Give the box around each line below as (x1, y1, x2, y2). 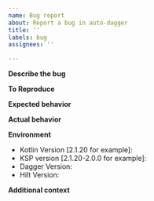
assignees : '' (8, 41, 55, 49)
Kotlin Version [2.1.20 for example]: (19, 145, 133, 155)
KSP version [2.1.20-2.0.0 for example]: (19, 154, 147, 163)
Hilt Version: (19, 170, 60, 180)
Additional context (8, 185, 71, 195)
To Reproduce (8, 84, 55, 94)
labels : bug (8, 33, 47, 42)
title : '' (8, 26, 41, 34)
